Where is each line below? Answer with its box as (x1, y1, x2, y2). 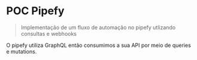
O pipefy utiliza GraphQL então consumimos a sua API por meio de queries (6, 42, 192, 49)
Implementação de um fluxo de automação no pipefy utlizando (20, 24, 176, 31)
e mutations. (6, 48, 37, 55)
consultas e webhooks (20, 30, 77, 37)
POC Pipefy (6, 4, 65, 18)
